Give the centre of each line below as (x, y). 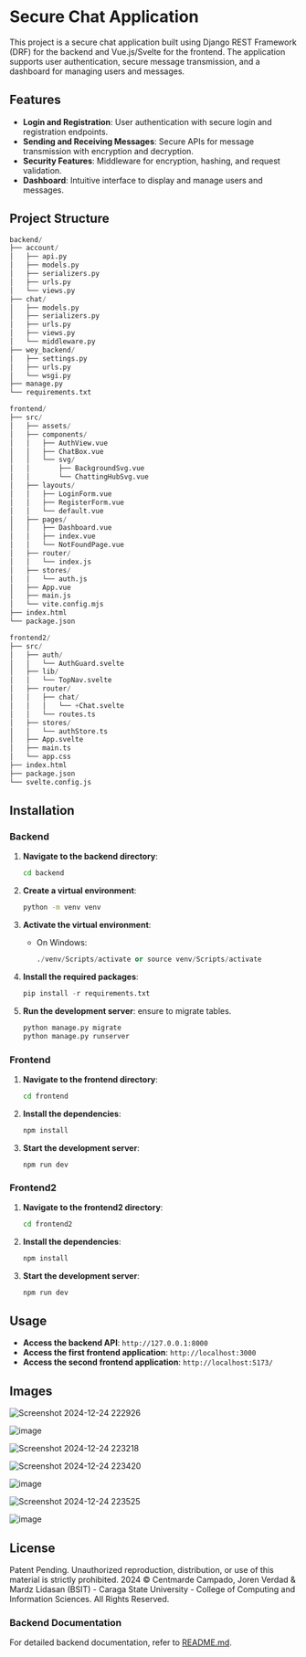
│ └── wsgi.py (40, 375)
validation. (42, 170)
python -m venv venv (62, 908)
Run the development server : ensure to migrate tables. (127, 1010)
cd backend (43, 873)
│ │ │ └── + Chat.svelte (67, 705)
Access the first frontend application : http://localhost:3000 (139, 1353)
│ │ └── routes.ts (53, 714)
